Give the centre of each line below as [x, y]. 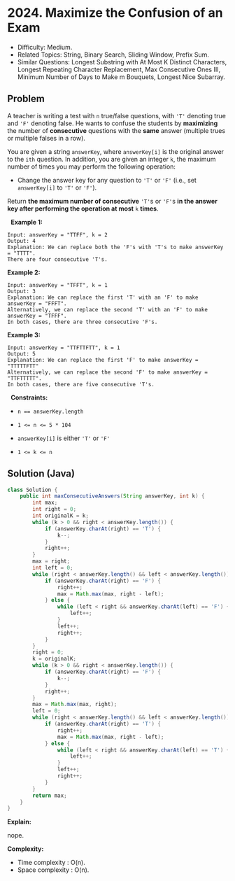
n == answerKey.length [50, 411]
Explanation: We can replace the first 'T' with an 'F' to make [103, 297]
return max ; [50, 796]
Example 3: [24, 334]
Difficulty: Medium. [45, 47]
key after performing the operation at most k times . [83, 209]
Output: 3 [22, 291]
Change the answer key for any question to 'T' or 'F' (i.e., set [107, 180]
